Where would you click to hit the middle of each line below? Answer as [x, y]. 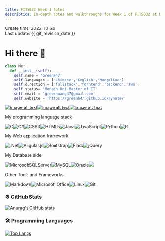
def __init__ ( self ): [30, 71]
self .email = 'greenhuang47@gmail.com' [55, 94]
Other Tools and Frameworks [34, 175]
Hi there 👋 [25, 53]
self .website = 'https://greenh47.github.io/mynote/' [70, 98]
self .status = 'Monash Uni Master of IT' [56, 89]
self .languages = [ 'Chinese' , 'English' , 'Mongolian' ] [69, 80]
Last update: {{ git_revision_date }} [40, 33]
